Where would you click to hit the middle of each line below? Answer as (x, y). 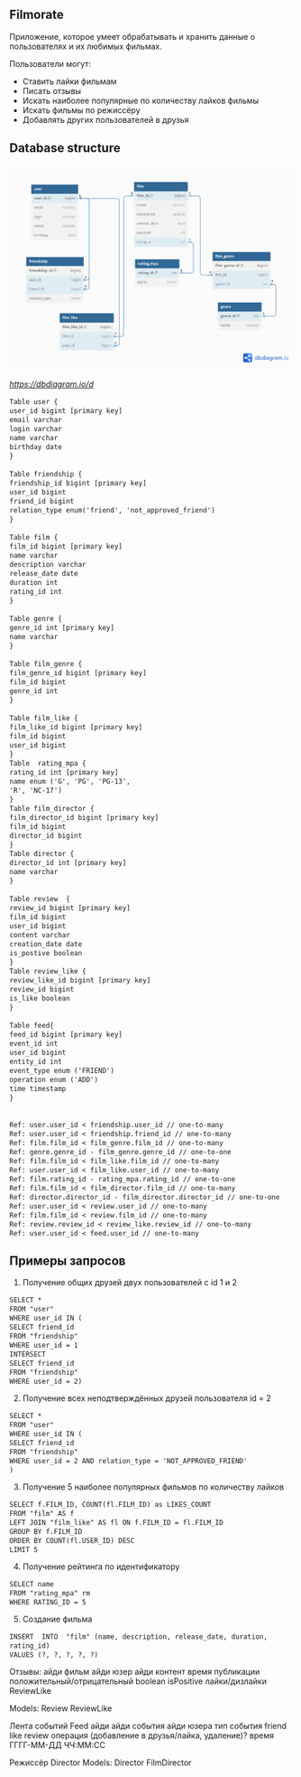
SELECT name (32, 1584)
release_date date (44, 573)
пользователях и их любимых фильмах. (86, 46)
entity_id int (36, 1061)
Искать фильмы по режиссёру (82, 110)
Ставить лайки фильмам (69, 81)
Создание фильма (57, 1619)
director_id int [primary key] (68, 862)
